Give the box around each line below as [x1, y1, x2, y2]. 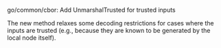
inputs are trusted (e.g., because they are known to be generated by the [7, 27, 211, 34]
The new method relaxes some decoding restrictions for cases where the [7, 19, 214, 27]
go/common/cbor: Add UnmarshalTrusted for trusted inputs [7, 6, 176, 14]
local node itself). [7, 34, 56, 42]
